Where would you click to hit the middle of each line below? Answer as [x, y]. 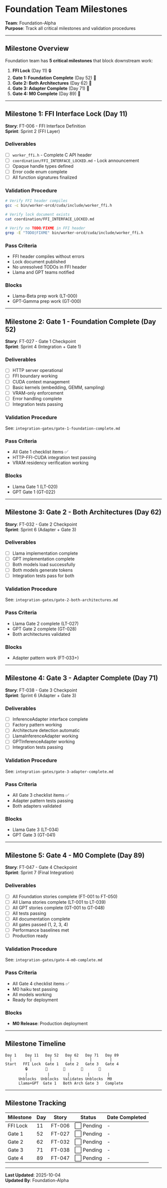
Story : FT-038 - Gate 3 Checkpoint [41, 690]
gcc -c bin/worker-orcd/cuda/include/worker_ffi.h [59, 206]
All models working [32, 994]
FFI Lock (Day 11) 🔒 [32, 70]
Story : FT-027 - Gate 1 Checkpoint [41, 342]
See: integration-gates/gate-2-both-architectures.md [62, 600]
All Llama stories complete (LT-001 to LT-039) [59, 902]
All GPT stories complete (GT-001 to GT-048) [59, 908]
